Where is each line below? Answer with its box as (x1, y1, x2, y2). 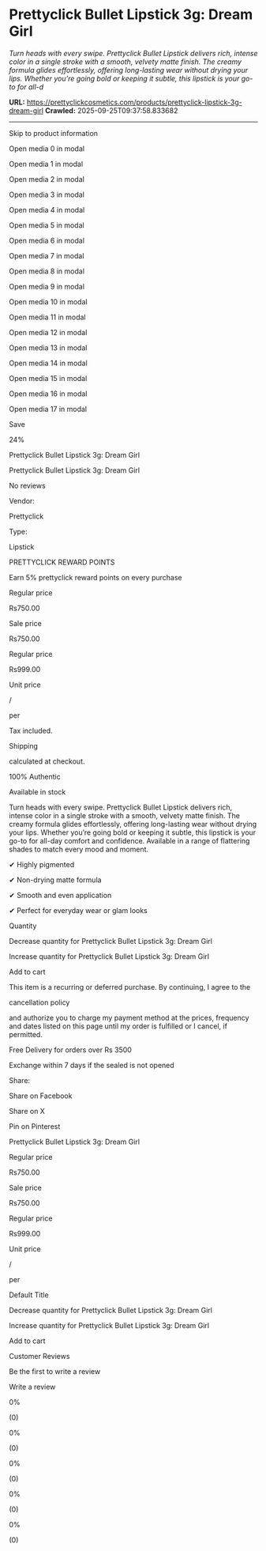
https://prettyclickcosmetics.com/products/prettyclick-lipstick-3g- (26, 97, 243, 107)
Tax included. (9, 726, 54, 735)
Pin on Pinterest (9, 1121, 61, 1131)
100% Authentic (9, 772, 62, 781)
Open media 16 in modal (9, 389, 88, 398)
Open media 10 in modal (9, 296, 88, 306)
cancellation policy (9, 998, 70, 1007)
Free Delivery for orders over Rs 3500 (9, 1045, 133, 1055)
